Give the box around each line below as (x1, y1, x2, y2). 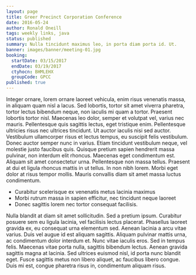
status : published (6, 36, 51, 42)
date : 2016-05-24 (6, 19, 49, 25)
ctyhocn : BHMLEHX (11, 69, 54, 75)
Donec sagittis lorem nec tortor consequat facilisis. (14, 201, 138, 207)
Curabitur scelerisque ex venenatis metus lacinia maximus (14, 189, 156, 195)
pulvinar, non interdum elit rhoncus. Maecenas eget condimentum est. (6, 152, 176, 159)
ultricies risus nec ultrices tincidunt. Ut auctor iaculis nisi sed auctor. (6, 127, 171, 134)
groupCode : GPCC (11, 74, 51, 80)
